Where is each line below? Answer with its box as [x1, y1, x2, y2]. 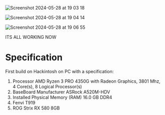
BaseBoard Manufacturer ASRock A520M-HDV [12, 89, 111, 95]
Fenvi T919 [12, 99, 36, 105]
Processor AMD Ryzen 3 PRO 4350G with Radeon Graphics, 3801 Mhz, [12, 78, 160, 84]
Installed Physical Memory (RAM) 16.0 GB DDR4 [12, 94, 113, 100]
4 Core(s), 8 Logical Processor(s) [12, 83, 82, 89]
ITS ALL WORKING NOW [5, 34, 57, 40]
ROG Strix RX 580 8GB [12, 105, 60, 111]
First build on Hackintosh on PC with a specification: [5, 68, 114, 74]
